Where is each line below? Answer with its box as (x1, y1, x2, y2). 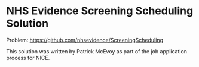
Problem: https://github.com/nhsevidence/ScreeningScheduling (6, 36, 163, 43)
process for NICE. (6, 54, 50, 61)
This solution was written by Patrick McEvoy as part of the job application (6, 47, 187, 55)
